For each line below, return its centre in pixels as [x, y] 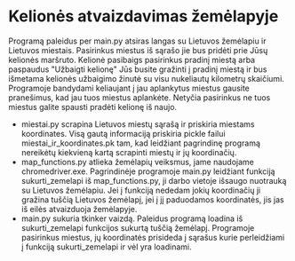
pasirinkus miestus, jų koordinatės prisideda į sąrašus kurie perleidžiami [153, 237]
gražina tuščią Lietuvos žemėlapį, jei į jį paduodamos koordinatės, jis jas [153, 199]
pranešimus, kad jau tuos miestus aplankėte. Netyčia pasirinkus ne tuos [140, 97]
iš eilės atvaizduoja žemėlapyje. [79, 209]
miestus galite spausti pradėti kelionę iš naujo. [93, 107]
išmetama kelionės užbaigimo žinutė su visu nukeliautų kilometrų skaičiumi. [147, 78]
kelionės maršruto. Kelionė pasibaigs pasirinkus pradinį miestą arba [132, 59]
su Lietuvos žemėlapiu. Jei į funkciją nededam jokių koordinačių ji [141, 190]
